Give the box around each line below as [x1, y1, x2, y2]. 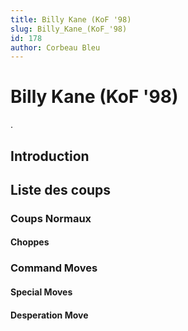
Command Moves [10, 261, 98, 275]
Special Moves [10, 286, 73, 298]
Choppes [10, 236, 50, 248]
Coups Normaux [10, 211, 92, 225]
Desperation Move [10, 309, 89, 321]
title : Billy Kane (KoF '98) [10, 14, 132, 25]
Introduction [10, 147, 90, 165]
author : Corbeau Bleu [10, 42, 101, 53]
